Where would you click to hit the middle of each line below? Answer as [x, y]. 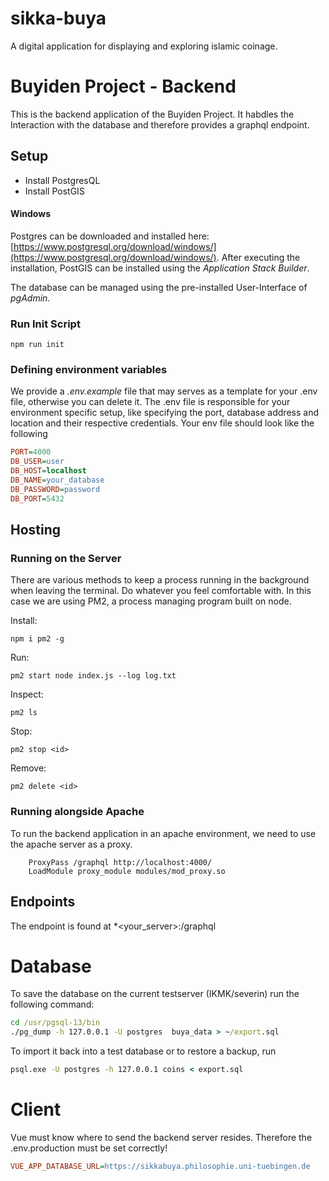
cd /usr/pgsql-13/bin [55, 1023]
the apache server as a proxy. [71, 844]
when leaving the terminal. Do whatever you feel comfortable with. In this [161, 591]
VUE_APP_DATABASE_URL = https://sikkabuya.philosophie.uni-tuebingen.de [160, 1167]
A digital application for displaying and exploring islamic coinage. [144, 46]
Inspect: [27, 694]
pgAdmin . [30, 298]
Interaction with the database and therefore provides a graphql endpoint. [160, 124]
